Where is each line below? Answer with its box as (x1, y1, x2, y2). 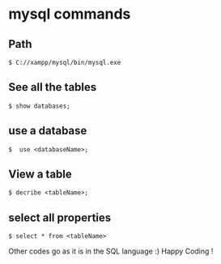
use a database (8, 124, 87, 138)
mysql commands (8, 5, 131, 23)
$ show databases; (8, 102, 70, 110)
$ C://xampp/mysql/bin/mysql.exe (8, 58, 121, 66)
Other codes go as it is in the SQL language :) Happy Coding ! (8, 246, 214, 256)
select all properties (8, 211, 112, 224)
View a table (8, 168, 73, 181)
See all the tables (8, 80, 97, 94)
